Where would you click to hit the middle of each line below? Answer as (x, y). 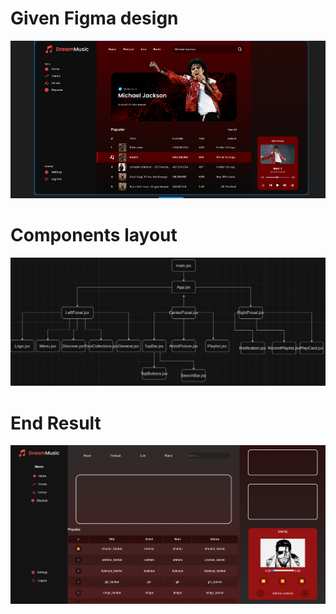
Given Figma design (94, 18)
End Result (56, 423)
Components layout (94, 235)
